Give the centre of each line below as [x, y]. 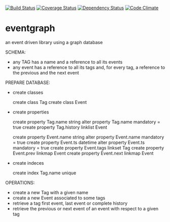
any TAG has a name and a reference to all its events [67, 62]
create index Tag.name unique [44, 173]
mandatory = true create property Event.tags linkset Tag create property [88, 147]
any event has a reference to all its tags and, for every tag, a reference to [89, 67]
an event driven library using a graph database [54, 42]
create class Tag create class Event [50, 102]
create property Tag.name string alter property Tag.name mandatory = [87, 122]
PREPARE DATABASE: [28, 82]
